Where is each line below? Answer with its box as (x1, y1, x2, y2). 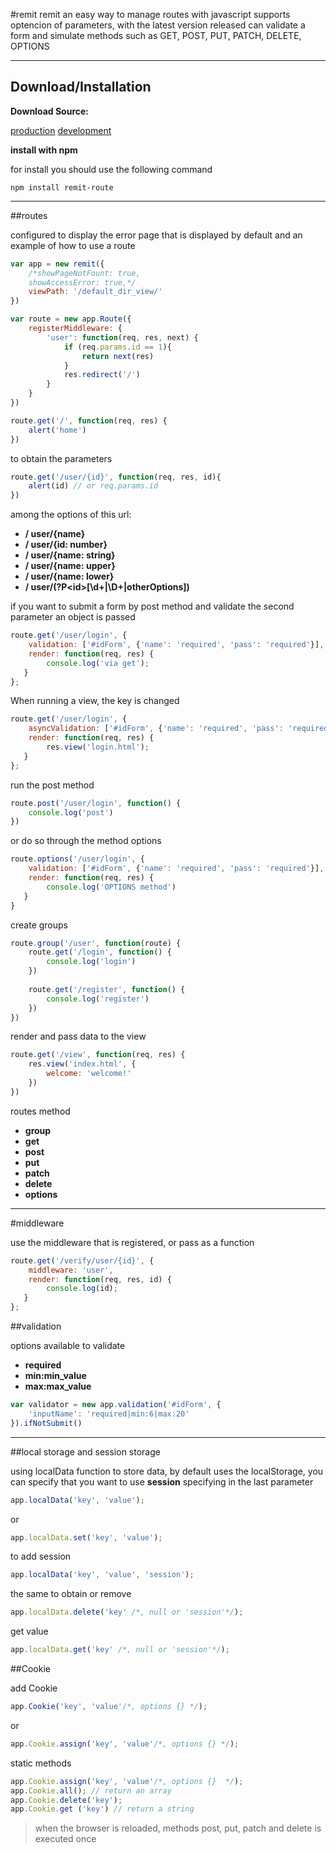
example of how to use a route (10, 239, 136, 251)
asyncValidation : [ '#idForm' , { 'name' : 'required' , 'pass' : (28, 724, 284, 734)
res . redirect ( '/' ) (63, 370, 141, 380)
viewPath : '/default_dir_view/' (28, 287, 163, 297)
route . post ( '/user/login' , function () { (10, 798, 182, 808)
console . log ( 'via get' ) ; (46, 658, 150, 668)
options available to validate (10, 1340, 126, 1352)
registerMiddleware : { (28, 324, 123, 334)
